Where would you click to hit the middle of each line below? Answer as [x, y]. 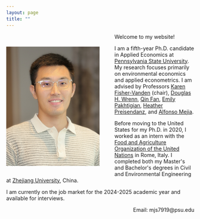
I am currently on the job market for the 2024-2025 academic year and [93, 192]
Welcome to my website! [144, 36]
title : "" [19, 19]
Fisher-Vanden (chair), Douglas [153, 92]
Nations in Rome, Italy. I [143, 155]
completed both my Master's [150, 161]
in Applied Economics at [144, 54]
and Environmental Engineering [153, 174]
